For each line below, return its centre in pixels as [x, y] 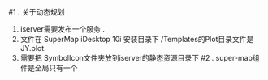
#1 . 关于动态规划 [37, 12]
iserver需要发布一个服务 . [63, 29]
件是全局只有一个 [49, 68]
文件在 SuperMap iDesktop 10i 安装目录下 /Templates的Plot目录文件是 [137, 39]
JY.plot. [33, 48]
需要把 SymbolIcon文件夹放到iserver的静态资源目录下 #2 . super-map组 [140, 58]
